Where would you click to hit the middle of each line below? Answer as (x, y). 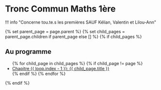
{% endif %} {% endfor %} (39, 74)
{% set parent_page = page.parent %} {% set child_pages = (65, 31)
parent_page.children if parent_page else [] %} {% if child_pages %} (73, 37)
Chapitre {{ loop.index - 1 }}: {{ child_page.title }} (61, 68)
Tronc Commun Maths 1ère (60, 9)
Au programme (28, 52)
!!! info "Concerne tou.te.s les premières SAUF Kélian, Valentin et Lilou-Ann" (81, 22)
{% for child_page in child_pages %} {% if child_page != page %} (77, 63)
